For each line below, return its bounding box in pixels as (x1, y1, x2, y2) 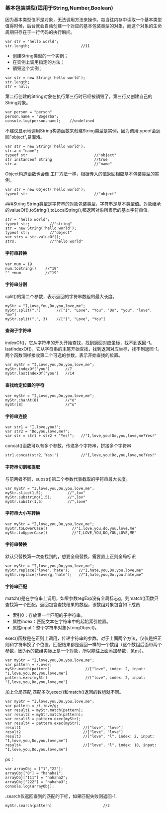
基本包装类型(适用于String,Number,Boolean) (5, 4, 113, 11)
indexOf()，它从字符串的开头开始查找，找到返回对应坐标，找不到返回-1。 (5, 340, 155, 346)
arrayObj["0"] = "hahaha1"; (5, 771, 64, 776)
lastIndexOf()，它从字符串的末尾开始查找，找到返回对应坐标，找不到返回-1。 (5, 346, 162, 352)
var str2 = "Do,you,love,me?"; (5, 429, 70, 434)
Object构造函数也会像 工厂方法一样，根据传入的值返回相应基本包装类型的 (5, 171, 155, 177)
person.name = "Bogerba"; (5, 114, 59, 119)
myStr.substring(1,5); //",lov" (5, 494, 85, 500)
